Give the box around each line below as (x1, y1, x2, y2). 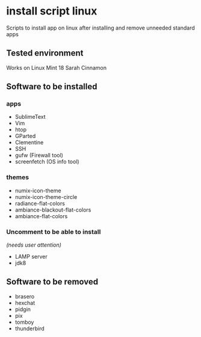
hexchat (14, 299, 35, 306)
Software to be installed (6, 81, 97, 92)
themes (6, 173, 29, 181)
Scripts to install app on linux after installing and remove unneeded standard (6, 24, 196, 31)
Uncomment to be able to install (6, 227, 101, 236)
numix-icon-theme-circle (14, 193, 78, 200)
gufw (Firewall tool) (14, 152, 63, 159)
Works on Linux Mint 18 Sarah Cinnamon (6, 64, 107, 71)
